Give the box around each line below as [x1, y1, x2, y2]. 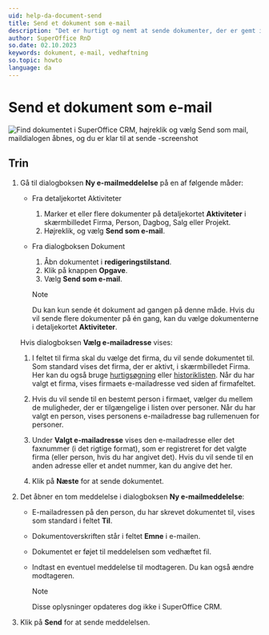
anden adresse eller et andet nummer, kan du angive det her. [31, 460, 233, 470]
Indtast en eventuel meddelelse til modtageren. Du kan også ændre [31, 562, 255, 572]
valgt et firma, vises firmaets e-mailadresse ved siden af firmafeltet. [31, 378, 256, 388]
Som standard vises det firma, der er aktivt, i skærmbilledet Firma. [31, 361, 251, 371]
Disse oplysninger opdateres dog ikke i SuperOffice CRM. [31, 601, 223, 611]
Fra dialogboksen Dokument [31, 241, 126, 251]
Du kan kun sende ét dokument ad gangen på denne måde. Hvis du [31, 305, 255, 315]
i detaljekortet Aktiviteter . [31, 322, 118, 332]
